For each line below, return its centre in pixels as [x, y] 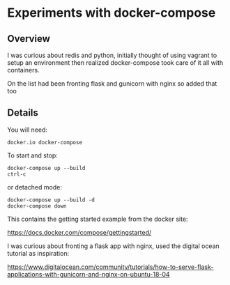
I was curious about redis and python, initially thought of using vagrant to [112, 55]
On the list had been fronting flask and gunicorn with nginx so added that [112, 84]
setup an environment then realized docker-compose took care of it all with [115, 63]
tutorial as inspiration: [38, 253]
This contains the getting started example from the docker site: [98, 219]
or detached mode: [35, 187]
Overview [29, 39]
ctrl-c [17, 174]
